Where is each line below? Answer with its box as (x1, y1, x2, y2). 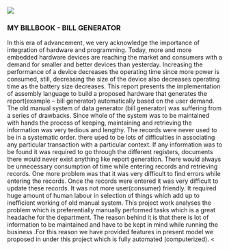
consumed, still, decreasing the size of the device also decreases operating (7, 75, 220, 84)
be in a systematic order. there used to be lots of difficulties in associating (7, 134, 215, 142)
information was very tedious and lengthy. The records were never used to (7, 126, 217, 134)
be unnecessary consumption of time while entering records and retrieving (7, 162, 218, 171)
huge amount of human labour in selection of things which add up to (7, 192, 200, 200)
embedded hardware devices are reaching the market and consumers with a (7, 53, 223, 62)
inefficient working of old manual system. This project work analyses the (7, 199, 212, 207)
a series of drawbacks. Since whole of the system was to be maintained (7, 112, 210, 120)
